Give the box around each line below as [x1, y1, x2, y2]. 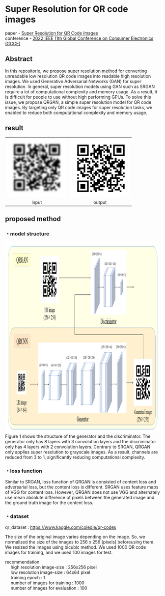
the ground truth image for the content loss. [5, 500, 94, 506]
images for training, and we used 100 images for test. [5, 549, 113, 556]
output [93, 199, 107, 205]
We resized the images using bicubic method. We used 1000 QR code [5, 544, 146, 550]
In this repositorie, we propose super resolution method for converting [5, 68, 147, 74]
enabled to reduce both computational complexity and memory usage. [5, 110, 147, 115]
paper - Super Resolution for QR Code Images [5, 30, 98, 36]
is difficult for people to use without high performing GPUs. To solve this [5, 94, 151, 100]
